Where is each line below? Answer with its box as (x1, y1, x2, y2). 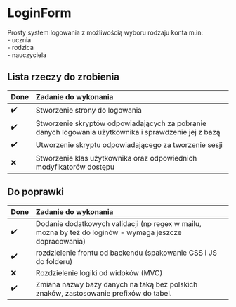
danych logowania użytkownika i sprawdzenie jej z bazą (35, 127, 221, 137)
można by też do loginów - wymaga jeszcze (35, 227, 182, 237)
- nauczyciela (7, 51, 47, 59)
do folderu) (35, 256, 73, 266)
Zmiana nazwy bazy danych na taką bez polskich (35, 280, 198, 289)
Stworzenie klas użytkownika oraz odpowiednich (35, 153, 197, 163)
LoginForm (7, 5, 72, 21)
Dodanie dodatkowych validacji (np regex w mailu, (35, 218, 202, 228)
